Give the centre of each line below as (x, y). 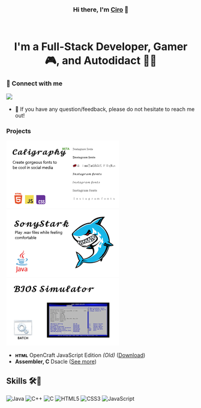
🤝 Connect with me (34, 83)
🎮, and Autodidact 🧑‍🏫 (101, 61)
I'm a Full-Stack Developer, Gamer (101, 47)
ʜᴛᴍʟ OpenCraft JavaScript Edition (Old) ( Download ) (80, 355)
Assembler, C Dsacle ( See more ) (56, 362)
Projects (19, 131)
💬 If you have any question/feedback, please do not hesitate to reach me (105, 109)
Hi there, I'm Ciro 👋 (101, 10)
